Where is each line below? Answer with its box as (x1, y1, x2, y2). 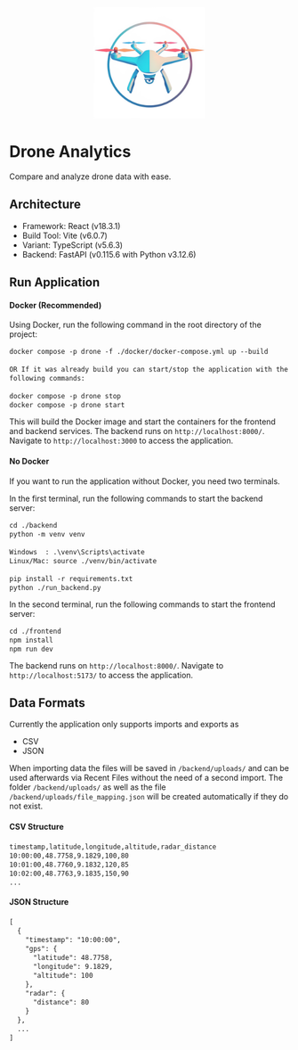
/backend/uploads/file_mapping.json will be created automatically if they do (9, 792, 289, 802)
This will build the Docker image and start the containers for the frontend (9, 416, 276, 427)
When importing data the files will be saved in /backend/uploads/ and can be (9, 763, 289, 774)
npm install (9, 636, 53, 644)
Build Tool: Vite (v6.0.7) (21, 230, 109, 241)
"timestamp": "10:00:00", (25, 935, 122, 944)
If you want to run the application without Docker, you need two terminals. (9, 475, 280, 487)
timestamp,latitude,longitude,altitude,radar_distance (9, 842, 217, 851)
